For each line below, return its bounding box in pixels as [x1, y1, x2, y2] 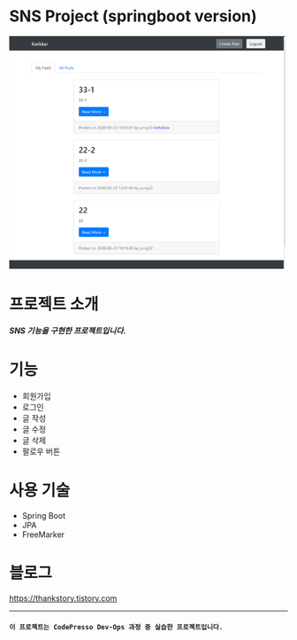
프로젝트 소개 [9, 294, 99, 315]
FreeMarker [21, 529, 65, 540]
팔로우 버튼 [21, 446, 61, 457]
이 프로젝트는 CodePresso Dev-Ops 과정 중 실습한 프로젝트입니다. [9, 623, 224, 632]
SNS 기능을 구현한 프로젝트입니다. [9, 325, 126, 336]
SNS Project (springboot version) [9, 6, 258, 27]
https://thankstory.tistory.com [9, 592, 118, 604]
